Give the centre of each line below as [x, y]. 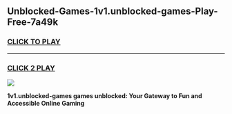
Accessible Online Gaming [46, 103]
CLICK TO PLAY [34, 42]
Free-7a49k [33, 22]
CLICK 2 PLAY [31, 68]
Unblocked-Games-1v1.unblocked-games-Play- [113, 11]
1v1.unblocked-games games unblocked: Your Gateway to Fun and [105, 95]
